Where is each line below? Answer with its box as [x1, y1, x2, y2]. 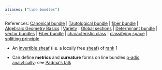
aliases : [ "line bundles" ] [5, 7, 59, 12]
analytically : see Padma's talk [12, 59, 72, 65]
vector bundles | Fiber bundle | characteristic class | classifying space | [5, 30, 147, 36]
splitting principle [5, 36, 40, 42]
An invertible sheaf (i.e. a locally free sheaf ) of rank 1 [12, 45, 118, 51]
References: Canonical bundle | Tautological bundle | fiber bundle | [5, 20, 139, 26]
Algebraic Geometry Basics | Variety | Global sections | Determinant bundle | [5, 25, 158, 31]
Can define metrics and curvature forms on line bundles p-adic [12, 54, 140, 60]
